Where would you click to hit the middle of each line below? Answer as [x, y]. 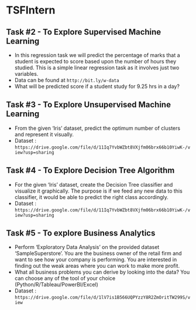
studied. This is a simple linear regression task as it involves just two [97, 68]
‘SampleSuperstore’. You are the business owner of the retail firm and [98, 254]
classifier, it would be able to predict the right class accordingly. [91, 197]
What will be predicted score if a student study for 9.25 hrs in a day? [97, 86]
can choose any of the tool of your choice [65, 278]
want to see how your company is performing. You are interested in [96, 260]
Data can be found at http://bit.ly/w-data [67, 80]
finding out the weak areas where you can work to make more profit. [97, 266]
